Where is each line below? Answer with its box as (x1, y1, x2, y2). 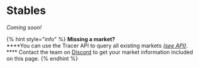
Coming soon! (6, 24, 42, 31)
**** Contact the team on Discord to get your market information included (6, 48, 193, 55)
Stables (6, 4, 46, 18)
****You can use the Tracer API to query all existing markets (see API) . (6, 42, 189, 49)
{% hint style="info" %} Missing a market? (6, 35, 115, 42)
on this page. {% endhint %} (6, 55, 79, 62)
